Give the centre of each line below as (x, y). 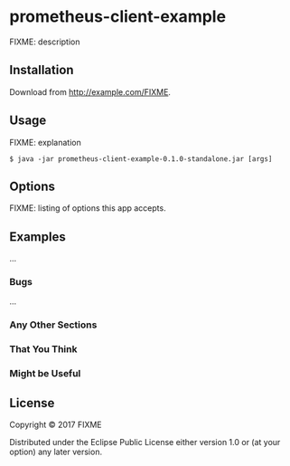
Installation (42, 70)
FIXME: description (45, 42)
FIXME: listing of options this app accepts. (88, 208)
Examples (37, 237)
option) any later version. (56, 452)
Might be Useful (45, 374)
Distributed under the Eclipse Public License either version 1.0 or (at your (145, 442)
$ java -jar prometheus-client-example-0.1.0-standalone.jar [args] (141, 159)
